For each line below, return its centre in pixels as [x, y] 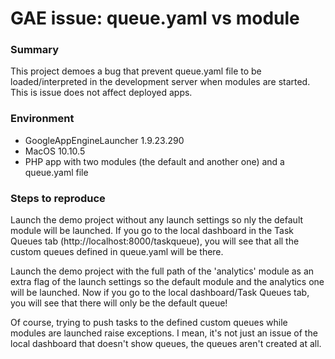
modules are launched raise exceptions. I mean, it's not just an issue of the [164, 333]
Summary [35, 50]
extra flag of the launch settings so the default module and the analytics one [167, 282]
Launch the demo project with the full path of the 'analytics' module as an [162, 271]
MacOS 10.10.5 [55, 151]
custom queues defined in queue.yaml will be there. [117, 252]
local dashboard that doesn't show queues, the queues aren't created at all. [166, 344]
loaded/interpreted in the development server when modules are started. [160, 82]
